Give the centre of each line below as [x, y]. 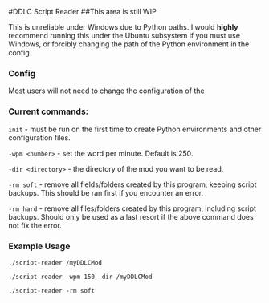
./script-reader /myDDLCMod [55, 263]
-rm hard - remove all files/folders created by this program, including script [132, 208]
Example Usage [39, 246]
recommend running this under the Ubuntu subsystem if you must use [124, 36]
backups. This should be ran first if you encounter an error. [106, 192]
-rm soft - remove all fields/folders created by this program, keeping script [132, 184]
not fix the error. [35, 225]
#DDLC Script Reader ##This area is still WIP [82, 12]
